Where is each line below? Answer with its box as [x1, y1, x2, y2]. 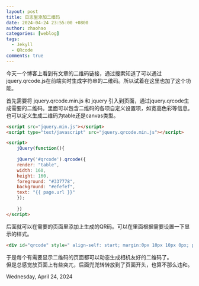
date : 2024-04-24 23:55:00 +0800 [6, 20, 89, 25]
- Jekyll [11, 42, 33, 48]
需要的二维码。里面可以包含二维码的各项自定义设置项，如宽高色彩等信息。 [11, 104, 193, 111]
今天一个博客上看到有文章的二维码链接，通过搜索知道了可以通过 [6, 69, 162, 77]
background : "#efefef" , [17, 184, 76, 190]
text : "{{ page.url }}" [17, 189, 76, 195]
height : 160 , [17, 173, 49, 179]
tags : [6, 36, 20, 42]
